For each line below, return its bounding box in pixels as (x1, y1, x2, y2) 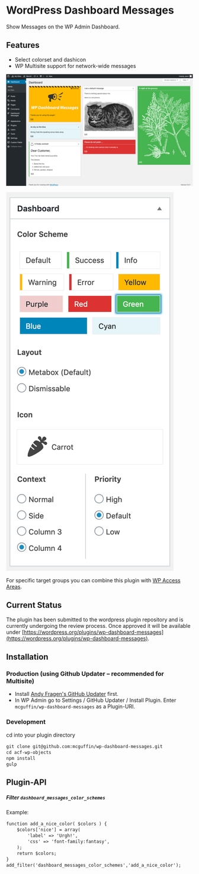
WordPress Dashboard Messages (6, 4, 175, 17)
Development (6, 718, 46, 726)
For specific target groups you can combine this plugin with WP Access (6, 576, 181, 583)
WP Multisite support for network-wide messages (14, 62, 136, 69)
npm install (6, 755, 36, 761)
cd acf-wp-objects (6, 749, 52, 755)
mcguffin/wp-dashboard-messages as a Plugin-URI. (14, 703, 136, 710)
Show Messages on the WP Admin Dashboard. (6, 23, 120, 30)
